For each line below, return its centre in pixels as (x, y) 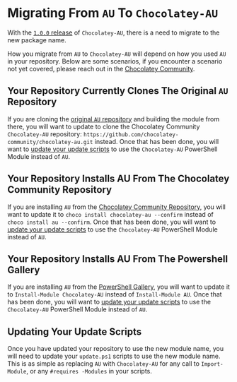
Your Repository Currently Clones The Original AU (118, 91)
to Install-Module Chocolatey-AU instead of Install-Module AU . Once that (115, 294)
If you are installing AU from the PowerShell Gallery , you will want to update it (118, 287)
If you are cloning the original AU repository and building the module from (114, 119)
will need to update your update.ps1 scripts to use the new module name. (114, 356)
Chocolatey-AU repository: (45, 134)
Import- (213, 364)
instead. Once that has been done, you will (157, 141)
